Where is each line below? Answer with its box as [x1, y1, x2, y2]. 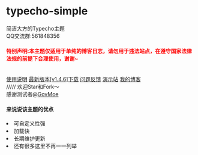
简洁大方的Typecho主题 [6, 25, 65, 32]
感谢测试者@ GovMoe [6, 91, 59, 98]
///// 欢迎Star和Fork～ [6, 83, 60, 91]
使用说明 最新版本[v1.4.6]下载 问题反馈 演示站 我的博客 [6, 76, 141, 83]
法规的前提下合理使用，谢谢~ [6, 55, 79, 62]
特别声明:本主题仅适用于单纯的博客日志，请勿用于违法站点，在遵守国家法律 [6, 47, 192, 55]
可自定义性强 [14, 120, 46, 127]
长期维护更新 [14, 135, 46, 142]
